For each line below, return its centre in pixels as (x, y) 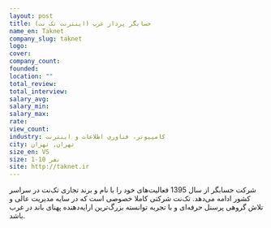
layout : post (31, 16)
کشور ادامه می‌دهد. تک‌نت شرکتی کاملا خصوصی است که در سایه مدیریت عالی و (130, 199)
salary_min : (29, 106)
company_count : (35, 62)
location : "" (31, 76)
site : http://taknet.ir (49, 167)
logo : (18, 46)
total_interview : (39, 91)
